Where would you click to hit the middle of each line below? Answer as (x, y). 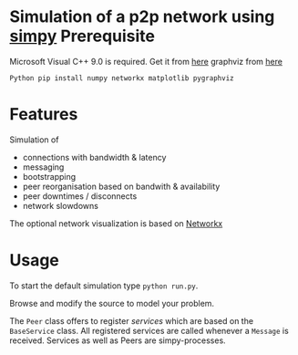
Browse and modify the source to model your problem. (112, 303)
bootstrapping (49, 176)
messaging (43, 167)
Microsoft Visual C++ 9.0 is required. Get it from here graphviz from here (146, 61)
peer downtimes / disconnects (80, 196)
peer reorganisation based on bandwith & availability (121, 186)
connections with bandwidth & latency (94, 157)
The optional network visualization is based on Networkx (116, 223)
